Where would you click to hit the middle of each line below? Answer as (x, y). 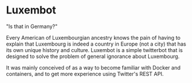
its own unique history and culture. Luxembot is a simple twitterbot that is (95, 50)
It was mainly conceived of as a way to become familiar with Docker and (93, 67)
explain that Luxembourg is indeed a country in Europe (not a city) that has (96, 44)
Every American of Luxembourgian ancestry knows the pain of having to (93, 37)
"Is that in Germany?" (32, 26)
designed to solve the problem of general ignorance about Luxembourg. (93, 56)
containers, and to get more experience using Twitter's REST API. (85, 74)
